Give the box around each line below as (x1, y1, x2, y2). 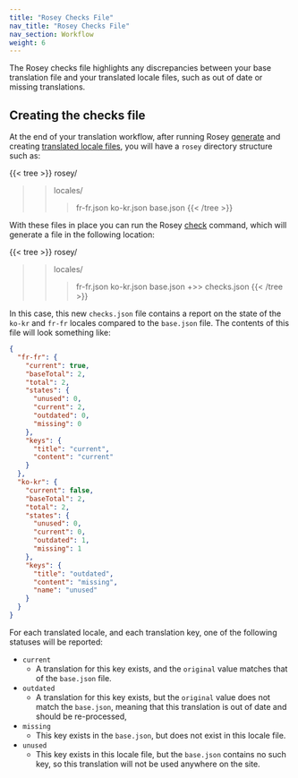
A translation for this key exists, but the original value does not (35, 691, 271, 703)
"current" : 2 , (32, 403, 87, 412)
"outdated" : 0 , (32, 411, 90, 421)
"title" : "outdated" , (32, 569, 115, 578)
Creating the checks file (9, 107, 146, 123)
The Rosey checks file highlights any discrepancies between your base (9, 63, 272, 73)
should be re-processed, (35, 711, 127, 722)
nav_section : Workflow (9, 30, 94, 38)
